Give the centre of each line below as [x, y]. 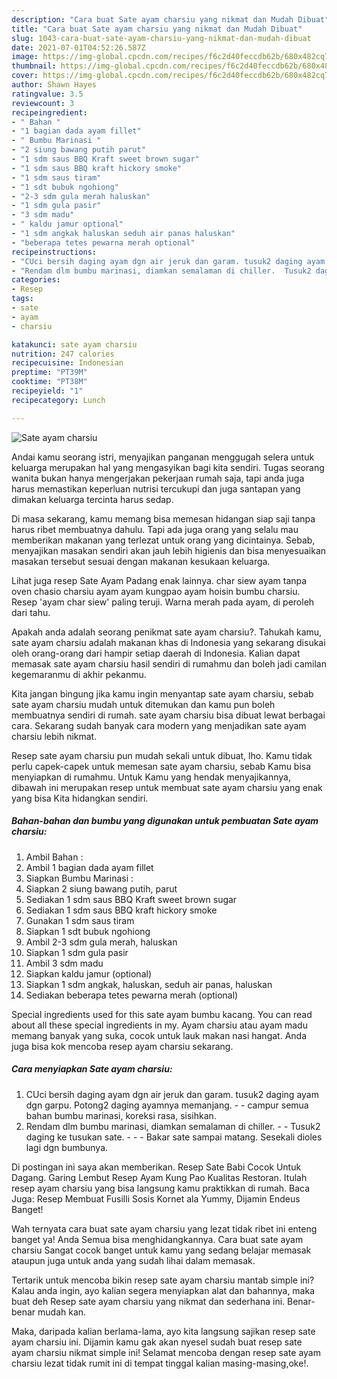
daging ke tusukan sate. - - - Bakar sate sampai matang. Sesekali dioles [174, 1137]
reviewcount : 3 [43, 103]
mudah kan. [62, 1312]
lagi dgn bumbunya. [67, 1147]
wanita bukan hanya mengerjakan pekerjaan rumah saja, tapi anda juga [158, 478]
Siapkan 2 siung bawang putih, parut [101, 888]
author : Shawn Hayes [54, 85]
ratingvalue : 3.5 [47, 94]
